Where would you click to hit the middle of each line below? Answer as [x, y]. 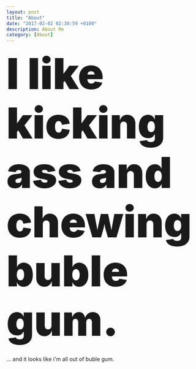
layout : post [23, 12]
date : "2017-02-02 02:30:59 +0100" [52, 23]
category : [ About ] [30, 35]
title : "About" [26, 18]
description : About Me [35, 29]
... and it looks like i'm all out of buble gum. [60, 359]
